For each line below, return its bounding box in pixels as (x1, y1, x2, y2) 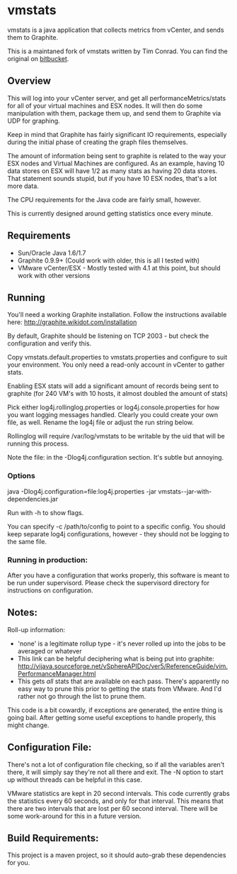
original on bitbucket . (7, 54, 69, 62)
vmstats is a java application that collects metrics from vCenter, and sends (7, 26, 224, 34)
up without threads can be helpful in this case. (7, 775, 143, 784)
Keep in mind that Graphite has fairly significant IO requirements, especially (7, 130, 227, 138)
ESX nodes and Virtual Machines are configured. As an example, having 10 (7, 159, 225, 167)
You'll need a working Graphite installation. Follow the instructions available (7, 311, 227, 319)
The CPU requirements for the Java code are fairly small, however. (7, 195, 202, 204)
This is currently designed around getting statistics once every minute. (7, 209, 214, 218)
